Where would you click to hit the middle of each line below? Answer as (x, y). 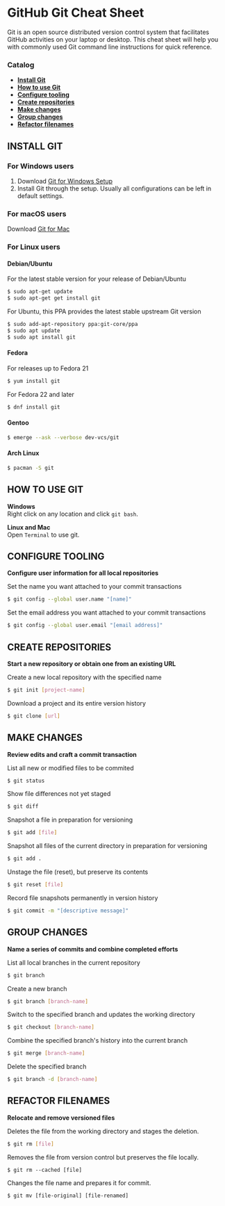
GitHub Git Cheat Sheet (76, 13)
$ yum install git (34, 381)
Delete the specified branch (47, 1067)
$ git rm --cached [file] (44, 1170)
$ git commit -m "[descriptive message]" (68, 911)
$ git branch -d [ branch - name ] (52, 1079)
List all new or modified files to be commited (70, 768)
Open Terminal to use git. (43, 535)
